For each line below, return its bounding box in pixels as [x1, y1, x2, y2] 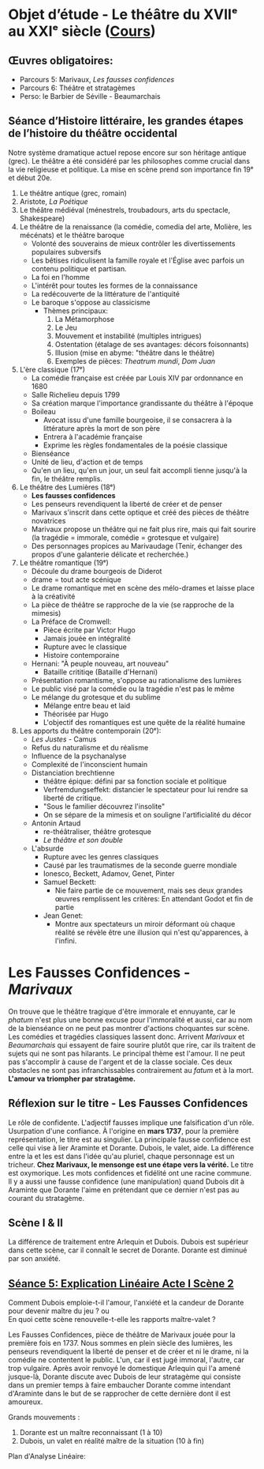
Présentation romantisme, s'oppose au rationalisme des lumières [31, 675, 242, 685]
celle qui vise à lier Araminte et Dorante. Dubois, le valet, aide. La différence [8, 1142, 255, 1152]
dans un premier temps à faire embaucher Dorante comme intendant [8, 1380, 231, 1390]
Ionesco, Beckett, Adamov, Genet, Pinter [43, 868, 175, 878]
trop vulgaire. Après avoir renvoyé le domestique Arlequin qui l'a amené [8, 1364, 241, 1373]
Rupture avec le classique [43, 642, 128, 651]
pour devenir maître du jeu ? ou [8, 1306, 110, 1316]
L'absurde [31, 844, 65, 853]
